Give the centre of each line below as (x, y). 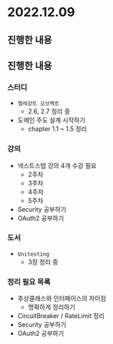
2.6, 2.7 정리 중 (49, 111)
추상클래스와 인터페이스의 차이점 (62, 298)
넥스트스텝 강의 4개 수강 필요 (57, 165)
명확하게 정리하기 (52, 307)
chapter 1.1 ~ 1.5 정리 (57, 129)
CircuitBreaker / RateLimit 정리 (61, 316)
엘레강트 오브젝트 (38, 104)
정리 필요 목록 (29, 282)
